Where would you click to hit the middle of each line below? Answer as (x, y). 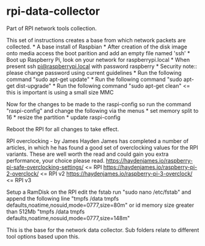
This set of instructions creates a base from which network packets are (96, 40)
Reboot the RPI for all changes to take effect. (63, 129)
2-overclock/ (23, 174)
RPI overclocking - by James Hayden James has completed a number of (97, 141)
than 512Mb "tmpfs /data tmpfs (46, 211)
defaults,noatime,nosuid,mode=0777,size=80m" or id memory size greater (100, 205)
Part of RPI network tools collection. (51, 28)
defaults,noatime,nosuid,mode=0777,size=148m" (68, 218)
